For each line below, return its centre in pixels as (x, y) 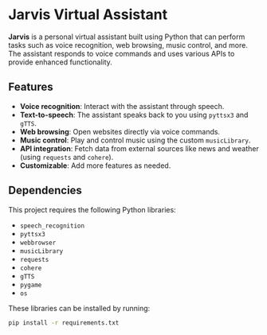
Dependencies (45, 191)
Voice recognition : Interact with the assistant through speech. (122, 106)
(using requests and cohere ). (67, 157)
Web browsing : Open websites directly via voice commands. (120, 131)
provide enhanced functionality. (61, 62)
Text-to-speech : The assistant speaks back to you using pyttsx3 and (134, 115)
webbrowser (38, 243)
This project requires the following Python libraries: (92, 209)
